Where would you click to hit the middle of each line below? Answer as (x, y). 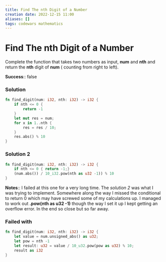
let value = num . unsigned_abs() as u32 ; (56, 237)
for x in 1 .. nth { (33, 123)
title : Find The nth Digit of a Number (46, 10)
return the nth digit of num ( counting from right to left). (62, 67)
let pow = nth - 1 (32, 241)
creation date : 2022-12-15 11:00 (40, 14)
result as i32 (28, 250)
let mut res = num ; (34, 118)
